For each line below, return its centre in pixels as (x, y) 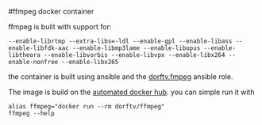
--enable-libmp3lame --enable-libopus (136, 48)
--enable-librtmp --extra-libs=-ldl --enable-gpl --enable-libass (120, 41)
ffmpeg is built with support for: (60, 27)
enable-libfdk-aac (39, 48)
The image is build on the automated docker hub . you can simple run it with (131, 92)
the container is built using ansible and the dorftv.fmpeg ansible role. (121, 77)
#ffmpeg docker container (51, 11)
